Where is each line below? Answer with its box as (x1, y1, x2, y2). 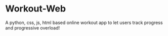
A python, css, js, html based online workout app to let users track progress (5, 19, 163, 25)
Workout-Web (5, 3, 66, 14)
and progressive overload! (5, 24, 60, 30)
